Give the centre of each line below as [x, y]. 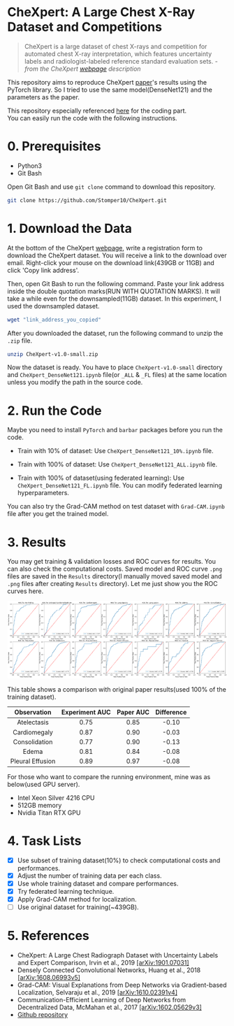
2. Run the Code [54, 411]
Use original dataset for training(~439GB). [78, 907]
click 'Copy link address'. [43, 270]
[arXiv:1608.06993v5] [49, 978]
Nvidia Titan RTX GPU [49, 813]
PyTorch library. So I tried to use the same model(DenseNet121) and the [110, 90]
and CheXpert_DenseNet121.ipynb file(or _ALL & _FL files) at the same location [117, 375]
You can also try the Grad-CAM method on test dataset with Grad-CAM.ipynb [116, 506]
